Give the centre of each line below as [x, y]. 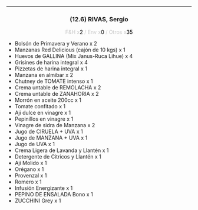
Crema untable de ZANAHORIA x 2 [57, 94]
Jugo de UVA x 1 [34, 144]
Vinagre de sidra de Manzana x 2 [55, 125]
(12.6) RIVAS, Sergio [99, 19]
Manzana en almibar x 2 [44, 75]
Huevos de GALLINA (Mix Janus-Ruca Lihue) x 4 [74, 56]
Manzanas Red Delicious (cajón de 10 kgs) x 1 [70, 50]
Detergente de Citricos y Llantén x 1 [58, 157]
